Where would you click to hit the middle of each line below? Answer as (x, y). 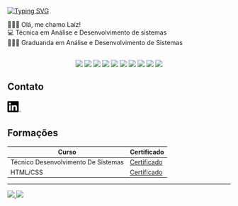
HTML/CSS (27, 172)
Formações (33, 133)
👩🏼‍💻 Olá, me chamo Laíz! (44, 24)
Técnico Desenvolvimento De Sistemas (67, 162)
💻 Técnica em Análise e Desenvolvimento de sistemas (87, 32)
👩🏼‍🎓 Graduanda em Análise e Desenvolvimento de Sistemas (95, 43)
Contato (25, 87)
